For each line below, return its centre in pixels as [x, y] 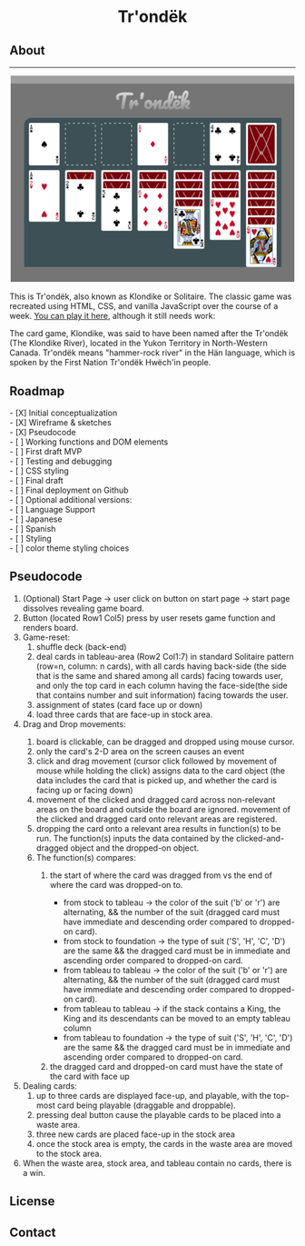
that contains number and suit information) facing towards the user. [162, 695]
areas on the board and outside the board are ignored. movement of [163, 809]
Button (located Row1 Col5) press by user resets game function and [149, 618]
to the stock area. [69, 1153]
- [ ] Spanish [33, 529]
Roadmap [37, 391]
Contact [33, 1232]
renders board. [50, 627]
